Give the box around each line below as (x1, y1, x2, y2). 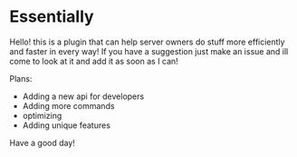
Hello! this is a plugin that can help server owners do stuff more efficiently (9, 36, 285, 47)
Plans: (9, 73, 33, 83)
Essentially (9, 6, 94, 27)
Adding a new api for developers (22, 91, 145, 102)
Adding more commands (22, 100, 115, 111)
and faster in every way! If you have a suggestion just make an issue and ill (9, 45, 289, 56)
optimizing (22, 110, 62, 121)
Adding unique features (22, 120, 111, 131)
